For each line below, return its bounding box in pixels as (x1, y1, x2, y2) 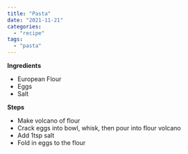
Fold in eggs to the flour (17, 139, 86, 146)
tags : (7, 36, 23, 43)
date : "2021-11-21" (7, 17, 64, 24)
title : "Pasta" (7, 10, 51, 17)
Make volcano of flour (17, 117, 80, 125)
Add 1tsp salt (17, 131, 55, 139)
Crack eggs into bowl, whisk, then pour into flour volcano (17, 124, 182, 132)
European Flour (17, 75, 62, 83)
